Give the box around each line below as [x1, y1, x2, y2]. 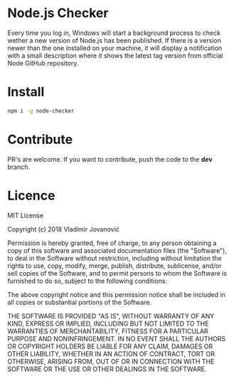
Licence [7, 187, 55, 204]
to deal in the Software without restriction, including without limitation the [7, 254, 222, 262]
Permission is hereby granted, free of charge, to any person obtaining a [7, 239, 217, 247]
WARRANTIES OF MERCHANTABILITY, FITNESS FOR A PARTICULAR [7, 326, 208, 336]
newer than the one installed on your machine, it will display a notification [7, 43, 223, 52]
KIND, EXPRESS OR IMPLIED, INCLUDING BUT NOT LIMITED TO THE [7, 319, 209, 328]
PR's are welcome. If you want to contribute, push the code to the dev [7, 155, 213, 163]
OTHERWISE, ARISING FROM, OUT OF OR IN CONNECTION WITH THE [7, 357, 215, 365]
